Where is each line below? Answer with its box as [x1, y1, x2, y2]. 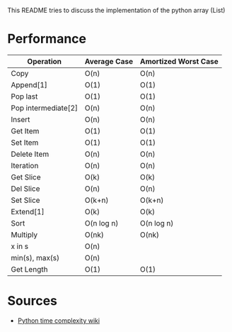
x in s [11, 241, 29, 251]
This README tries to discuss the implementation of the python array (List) [7, 6, 226, 14]
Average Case [84, 56, 133, 66]
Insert [11, 114, 30, 124]
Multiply [11, 230, 37, 240]
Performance [7, 31, 87, 47]
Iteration [11, 160, 39, 170]
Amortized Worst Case [139, 56, 219, 66]
